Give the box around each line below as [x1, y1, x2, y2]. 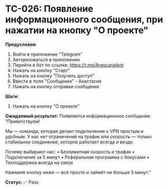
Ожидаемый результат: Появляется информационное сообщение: [5, 112, 151, 119]
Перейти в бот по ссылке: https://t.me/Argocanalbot [12, 62, 124, 68]
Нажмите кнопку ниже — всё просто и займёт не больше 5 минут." [5, 169, 151, 175]
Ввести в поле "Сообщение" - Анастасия [12, 78, 102, 84]
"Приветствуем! [5, 118, 40, 124]
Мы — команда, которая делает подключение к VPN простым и [5, 128, 144, 134]
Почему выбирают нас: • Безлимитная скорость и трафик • [5, 148, 135, 155]
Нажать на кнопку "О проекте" [12, 103, 80, 109]
